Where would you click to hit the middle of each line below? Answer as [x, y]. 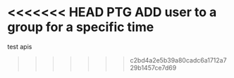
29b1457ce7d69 [153, 67]
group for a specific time [81, 27]
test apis [20, 46]
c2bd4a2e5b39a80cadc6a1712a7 [178, 60]
